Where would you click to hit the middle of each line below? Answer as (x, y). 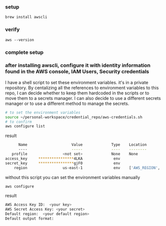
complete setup (24, 52)
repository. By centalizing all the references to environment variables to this (82, 88)
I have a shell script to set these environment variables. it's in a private (77, 82)
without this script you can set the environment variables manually (73, 177)
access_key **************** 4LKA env (63, 158)
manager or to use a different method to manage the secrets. (67, 103)
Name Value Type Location (83, 145)
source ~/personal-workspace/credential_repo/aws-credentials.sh (74, 117)
